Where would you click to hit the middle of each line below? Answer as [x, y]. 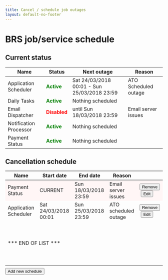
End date [90, 175]
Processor [20, 129]
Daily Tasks [21, 100]
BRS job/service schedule [60, 39]
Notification [21, 123]
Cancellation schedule [41, 161]
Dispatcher [20, 115]
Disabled [56, 112]
